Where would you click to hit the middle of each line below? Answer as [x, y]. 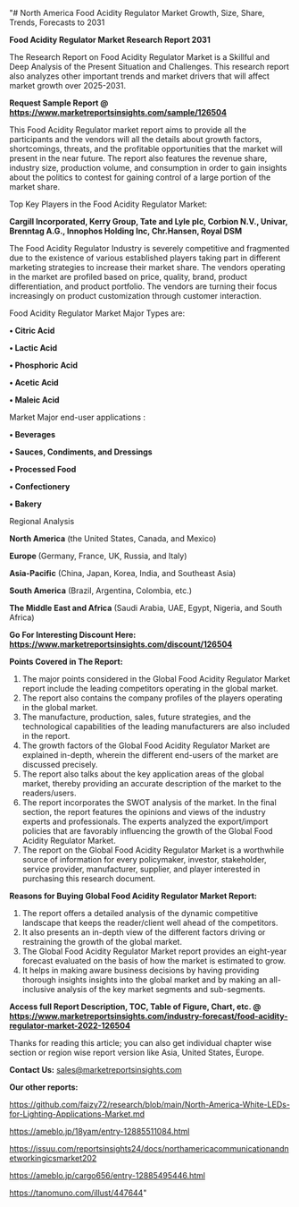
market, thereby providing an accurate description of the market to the [152, 783]
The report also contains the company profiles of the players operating [152, 698]
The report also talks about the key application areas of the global [143, 774]
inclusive [38, 989]
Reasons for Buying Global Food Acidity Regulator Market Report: [133, 896]
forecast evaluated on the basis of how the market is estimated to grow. [154, 960]
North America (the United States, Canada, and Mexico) [113, 539]
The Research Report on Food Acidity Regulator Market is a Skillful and [140, 57]
